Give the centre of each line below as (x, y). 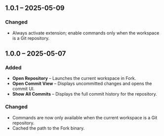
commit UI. (23, 89)
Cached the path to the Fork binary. (48, 128)
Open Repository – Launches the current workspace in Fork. (74, 78)
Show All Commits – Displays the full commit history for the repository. (84, 94)
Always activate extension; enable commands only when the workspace (86, 33)
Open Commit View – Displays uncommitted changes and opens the (82, 84)
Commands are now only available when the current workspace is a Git (85, 117)
